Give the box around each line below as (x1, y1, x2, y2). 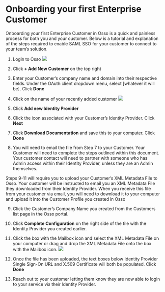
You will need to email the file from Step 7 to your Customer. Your (12, 145, 145, 150)
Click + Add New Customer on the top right (12, 66, 101, 72)
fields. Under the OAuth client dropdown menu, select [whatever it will (12, 80, 155, 86)
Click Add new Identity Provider (12, 105, 79, 111)
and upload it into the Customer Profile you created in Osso (5, 196, 126, 202)
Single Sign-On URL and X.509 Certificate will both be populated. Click (12, 261, 157, 267)
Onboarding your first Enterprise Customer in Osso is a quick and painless (5, 30, 156, 36)
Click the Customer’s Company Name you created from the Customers (12, 206, 156, 212)
